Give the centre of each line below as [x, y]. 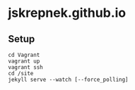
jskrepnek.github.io [67, 13]
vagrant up [24, 61]
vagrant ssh [25, 67]
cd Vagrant [24, 55]
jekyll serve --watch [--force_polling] [69, 79]
